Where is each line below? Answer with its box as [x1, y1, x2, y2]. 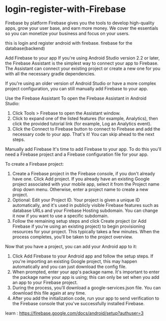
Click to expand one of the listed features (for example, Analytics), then [12, 115, 159, 121]
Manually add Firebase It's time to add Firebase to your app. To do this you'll [5, 146, 162, 152]
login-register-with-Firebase [5, 3, 126, 15]
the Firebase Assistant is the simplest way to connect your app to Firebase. [5, 60, 159, 66]
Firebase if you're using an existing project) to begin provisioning [12, 223, 145, 229]
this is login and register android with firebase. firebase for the [5, 40, 133, 46]
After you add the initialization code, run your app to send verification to [12, 295, 160, 301]
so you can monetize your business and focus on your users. [5, 30, 130, 36]
